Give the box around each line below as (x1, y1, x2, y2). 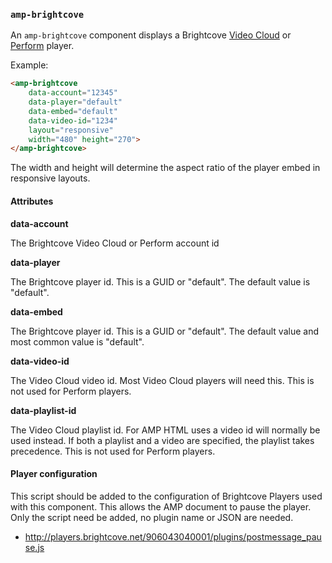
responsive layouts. (10, 172, 91, 184)
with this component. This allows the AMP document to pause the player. (10, 500, 312, 513)
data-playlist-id (10, 404, 77, 416)
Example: (10, 59, 49, 71)
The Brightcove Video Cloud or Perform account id (10, 237, 220, 249)
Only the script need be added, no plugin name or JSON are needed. (10, 511, 294, 523)
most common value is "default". (10, 335, 145, 348)
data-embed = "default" (28, 106, 118, 116)
